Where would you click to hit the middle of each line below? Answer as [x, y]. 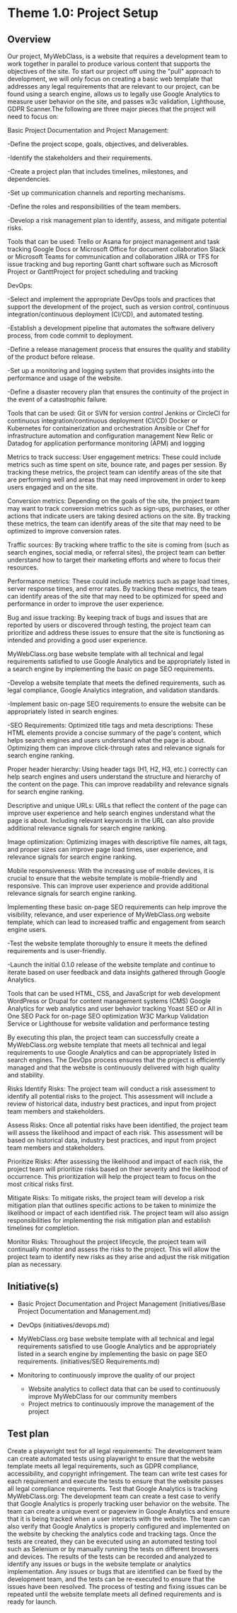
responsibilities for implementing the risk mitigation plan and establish [109, 1220]
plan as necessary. [35, 1264]
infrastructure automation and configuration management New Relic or [110, 436]
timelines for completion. [44, 1228]
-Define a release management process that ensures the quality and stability [119, 349]
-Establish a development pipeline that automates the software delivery [111, 328]
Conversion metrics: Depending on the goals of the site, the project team [114, 501]
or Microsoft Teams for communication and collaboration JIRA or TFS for [113, 256]
